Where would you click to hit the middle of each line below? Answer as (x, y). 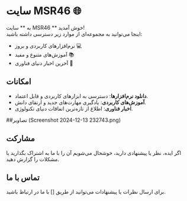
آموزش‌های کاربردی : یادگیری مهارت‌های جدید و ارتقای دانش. (80, 102)
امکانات (19, 82)
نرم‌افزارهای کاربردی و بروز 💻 (48, 46)
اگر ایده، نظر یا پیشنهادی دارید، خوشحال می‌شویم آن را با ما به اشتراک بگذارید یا (94, 153)
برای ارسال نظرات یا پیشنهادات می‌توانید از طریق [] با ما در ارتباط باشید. (86, 192)
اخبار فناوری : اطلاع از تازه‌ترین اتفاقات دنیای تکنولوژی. (74, 108)
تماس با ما (23, 178)
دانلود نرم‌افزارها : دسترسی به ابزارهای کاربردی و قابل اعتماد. (81, 96)
